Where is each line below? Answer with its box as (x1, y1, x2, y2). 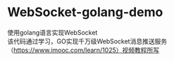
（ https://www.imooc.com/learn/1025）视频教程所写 (7, 46, 160, 54)
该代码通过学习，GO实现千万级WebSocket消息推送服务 (7, 36, 168, 46)
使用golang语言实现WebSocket (7, 28, 98, 36)
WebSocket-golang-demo (7, 4, 163, 20)
